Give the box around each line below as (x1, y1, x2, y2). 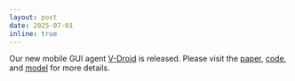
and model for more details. (9, 63, 111, 73)
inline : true (9, 29, 58, 38)
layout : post (9, 12, 58, 22)
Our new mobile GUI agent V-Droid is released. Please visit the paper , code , (9, 54, 287, 64)
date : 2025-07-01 (9, 21, 74, 30)
